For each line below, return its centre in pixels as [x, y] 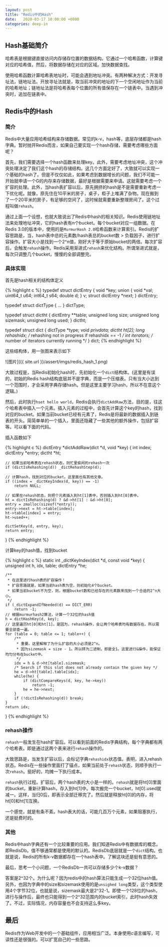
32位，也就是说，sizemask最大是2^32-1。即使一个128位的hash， [93, 890]
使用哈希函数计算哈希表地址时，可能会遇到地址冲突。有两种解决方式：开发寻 [84, 75]
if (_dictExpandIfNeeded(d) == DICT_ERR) [49, 605]
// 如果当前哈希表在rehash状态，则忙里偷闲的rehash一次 [57, 463]
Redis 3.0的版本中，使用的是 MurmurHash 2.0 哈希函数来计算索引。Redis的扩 [82, 229]
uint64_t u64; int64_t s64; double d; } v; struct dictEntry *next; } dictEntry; [81, 296]
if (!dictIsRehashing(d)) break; [49, 698]
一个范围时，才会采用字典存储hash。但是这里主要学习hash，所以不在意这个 [83, 385]
